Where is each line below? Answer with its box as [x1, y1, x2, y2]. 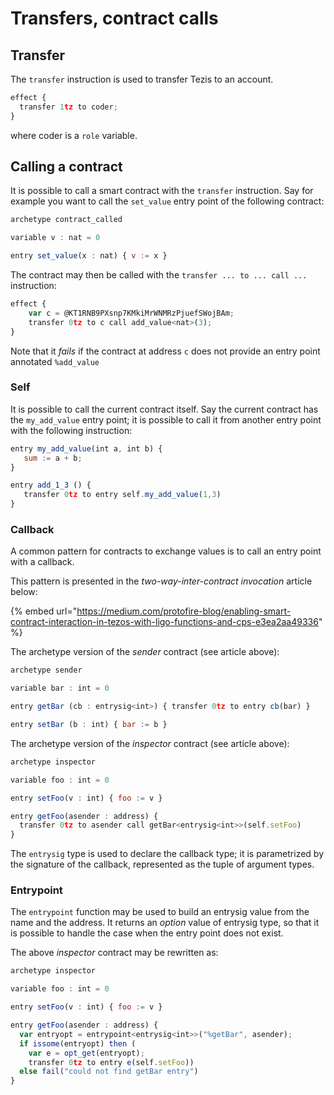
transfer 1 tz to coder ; [19, 102, 118, 112]
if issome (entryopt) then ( [19, 1038, 137, 1049]
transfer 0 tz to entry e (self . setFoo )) [28, 1057, 195, 1067]
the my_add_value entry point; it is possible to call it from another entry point [10, 413, 322, 426]
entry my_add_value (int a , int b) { [10, 443, 163, 454]
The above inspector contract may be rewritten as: [10, 947, 219, 959]
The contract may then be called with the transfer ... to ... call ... [10, 269, 308, 281]
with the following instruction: [10, 424, 133, 436]
